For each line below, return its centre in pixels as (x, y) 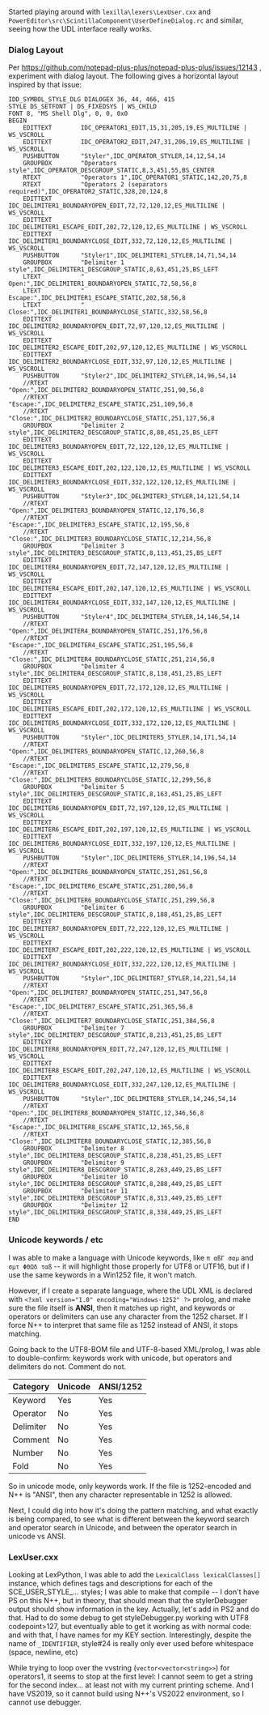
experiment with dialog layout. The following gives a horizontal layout (124, 76)
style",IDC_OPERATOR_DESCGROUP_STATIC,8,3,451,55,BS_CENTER (112, 171)
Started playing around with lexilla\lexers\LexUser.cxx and (110, 12)
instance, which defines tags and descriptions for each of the (111, 1583)
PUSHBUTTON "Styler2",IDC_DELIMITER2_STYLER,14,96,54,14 (130, 376)
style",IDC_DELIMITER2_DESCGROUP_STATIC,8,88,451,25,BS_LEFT (113, 433)
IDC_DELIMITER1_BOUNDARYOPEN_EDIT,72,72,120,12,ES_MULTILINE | (117, 206)
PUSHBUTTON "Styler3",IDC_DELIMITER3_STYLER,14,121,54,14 (132, 497)
